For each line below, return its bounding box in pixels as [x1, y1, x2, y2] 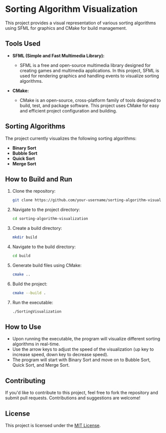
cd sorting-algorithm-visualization [12, 216, 88, 221]
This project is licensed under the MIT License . [5, 422, 101, 428]
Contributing [5, 377, 46, 385]
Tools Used [5, 40, 41, 48]
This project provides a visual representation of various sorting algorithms [5, 20, 156, 26]
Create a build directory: [12, 225, 62, 231]
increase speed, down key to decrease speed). [12, 352, 109, 358]
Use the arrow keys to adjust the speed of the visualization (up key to [12, 346, 154, 352]
